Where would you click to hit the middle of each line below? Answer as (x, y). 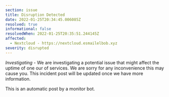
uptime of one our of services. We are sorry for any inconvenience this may (85, 68)
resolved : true (21, 24)
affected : (16, 39)
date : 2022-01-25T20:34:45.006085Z (43, 19)
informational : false (28, 29)
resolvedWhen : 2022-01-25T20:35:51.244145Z (52, 34)
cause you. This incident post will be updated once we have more (74, 73)
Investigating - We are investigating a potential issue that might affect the (82, 62)
